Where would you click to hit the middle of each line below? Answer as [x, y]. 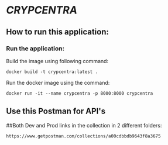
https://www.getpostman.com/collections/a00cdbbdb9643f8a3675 [83, 136]
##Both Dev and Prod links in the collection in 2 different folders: [84, 125]
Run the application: [35, 49]
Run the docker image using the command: [58, 82]
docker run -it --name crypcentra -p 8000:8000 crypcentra [80, 93]
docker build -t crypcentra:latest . [52, 72]
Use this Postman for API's [56, 111]
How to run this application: [58, 32]
